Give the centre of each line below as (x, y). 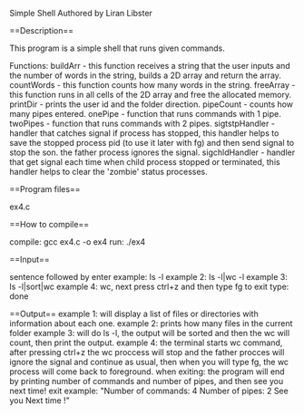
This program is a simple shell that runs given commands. (117, 48)
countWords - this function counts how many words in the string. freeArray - (152, 85)
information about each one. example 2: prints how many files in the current (151, 323)
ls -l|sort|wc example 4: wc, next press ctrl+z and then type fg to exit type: (149, 286)
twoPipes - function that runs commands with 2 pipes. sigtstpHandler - (142, 123)
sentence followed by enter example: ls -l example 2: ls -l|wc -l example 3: (148, 277)
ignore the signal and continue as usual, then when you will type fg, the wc (149, 362)
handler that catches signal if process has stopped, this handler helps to (144, 133)
